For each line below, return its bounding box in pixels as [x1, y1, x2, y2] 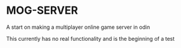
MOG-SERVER [6, 4, 79, 17]
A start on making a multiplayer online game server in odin [6, 23, 150, 31]
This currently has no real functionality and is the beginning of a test [6, 35, 175, 42]
